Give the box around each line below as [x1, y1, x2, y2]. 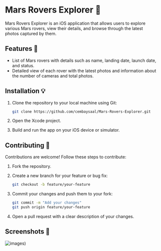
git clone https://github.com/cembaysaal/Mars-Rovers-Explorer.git [12, 109, 151, 114]
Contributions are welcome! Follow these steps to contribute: [5, 154, 127, 160]
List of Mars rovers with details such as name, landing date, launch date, [12, 58, 157, 63]
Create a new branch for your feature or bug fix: [12, 173, 108, 178]
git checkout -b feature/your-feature [12, 182, 90, 187]
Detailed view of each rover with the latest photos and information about [12, 68, 156, 74]
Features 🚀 [5, 44, 38, 53]
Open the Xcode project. [12, 118, 61, 124]
